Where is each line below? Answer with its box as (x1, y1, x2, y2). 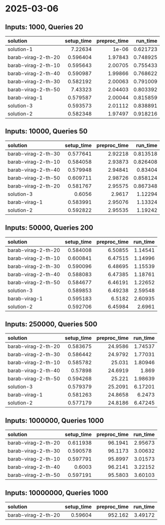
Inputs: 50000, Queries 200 (5, 224, 94, 232)
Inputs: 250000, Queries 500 (5, 320, 98, 328)
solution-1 (7, 46, 33, 53)
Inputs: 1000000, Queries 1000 (5, 416, 104, 425)
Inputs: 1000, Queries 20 (5, 23, 83, 31)
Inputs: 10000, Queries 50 (5, 127, 88, 135)
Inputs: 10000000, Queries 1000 (5, 488, 109, 497)
